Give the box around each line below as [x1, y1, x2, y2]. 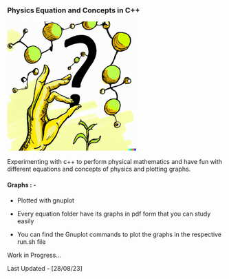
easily [17, 216, 34, 225]
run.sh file [17, 237, 46, 246]
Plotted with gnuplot [17, 196, 74, 205]
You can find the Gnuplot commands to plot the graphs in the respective [17, 230, 222, 238]
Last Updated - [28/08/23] [7, 264, 83, 272]
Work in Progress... [7, 251, 62, 259]
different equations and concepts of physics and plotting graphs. [7, 165, 191, 174]
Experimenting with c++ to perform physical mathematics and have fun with [7, 158, 222, 166]
